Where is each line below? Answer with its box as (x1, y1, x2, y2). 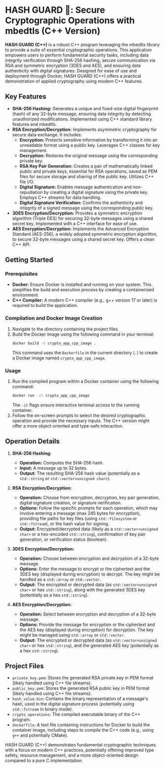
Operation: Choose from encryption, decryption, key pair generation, (19, 494, 160, 500)
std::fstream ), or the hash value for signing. (19, 521, 110, 526)
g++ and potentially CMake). (12, 733, 69, 738)
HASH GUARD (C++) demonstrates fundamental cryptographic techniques (5, 742, 156, 748)
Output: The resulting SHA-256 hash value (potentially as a (19, 470, 140, 476)
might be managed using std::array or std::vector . (19, 632, 125, 638)
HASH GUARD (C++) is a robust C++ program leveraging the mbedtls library (5, 41, 160, 47)
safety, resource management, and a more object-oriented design (5, 752, 138, 758)
